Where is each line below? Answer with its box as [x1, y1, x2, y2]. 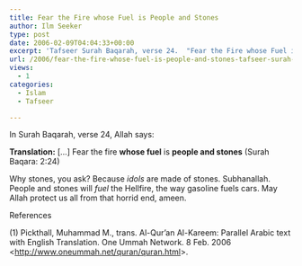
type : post [9, 30, 50, 39]
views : [9, 64, 34, 73]
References [9, 210, 52, 221]
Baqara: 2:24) [9, 156, 60, 167]
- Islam [17, 88, 47, 97]
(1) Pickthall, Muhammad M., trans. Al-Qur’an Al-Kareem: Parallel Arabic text [9, 227, 291, 238]
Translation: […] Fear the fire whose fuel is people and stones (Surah [9, 146, 270, 157]
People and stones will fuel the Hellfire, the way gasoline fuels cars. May [9, 183, 279, 194]
